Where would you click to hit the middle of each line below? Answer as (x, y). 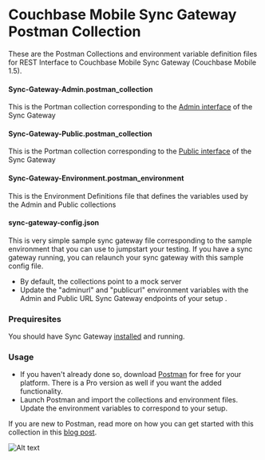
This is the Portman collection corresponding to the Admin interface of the (131, 107)
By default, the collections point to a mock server (101, 281)
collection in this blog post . (53, 432)
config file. (26, 266)
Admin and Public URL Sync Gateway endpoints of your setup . (123, 298)
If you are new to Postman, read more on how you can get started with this (131, 424)
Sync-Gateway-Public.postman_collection (81, 133)
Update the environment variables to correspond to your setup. (124, 408)
